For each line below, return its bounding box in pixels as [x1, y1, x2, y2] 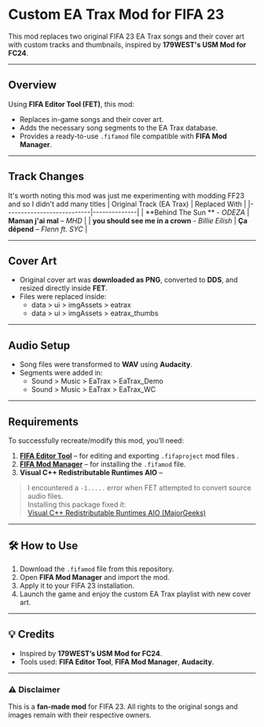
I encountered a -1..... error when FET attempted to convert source [27, 483, 251, 493]
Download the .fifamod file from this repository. [19, 564, 174, 574]
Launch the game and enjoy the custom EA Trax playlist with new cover [19, 589, 251, 599]
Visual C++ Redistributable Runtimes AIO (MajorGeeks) [27, 508, 207, 517]
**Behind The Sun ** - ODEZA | [145, 207, 250, 217]
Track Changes [8, 170, 85, 183]
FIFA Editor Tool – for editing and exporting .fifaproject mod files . [19, 451, 240, 460]
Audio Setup [8, 338, 71, 352]
